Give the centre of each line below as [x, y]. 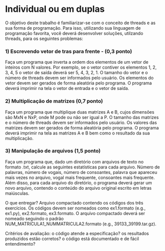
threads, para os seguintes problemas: [44, 39]
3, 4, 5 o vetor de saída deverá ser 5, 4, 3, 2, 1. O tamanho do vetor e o [77, 73]
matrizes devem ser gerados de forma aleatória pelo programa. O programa [82, 127]
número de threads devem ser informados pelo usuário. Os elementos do [79, 78]
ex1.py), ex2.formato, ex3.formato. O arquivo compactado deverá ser [75, 213]
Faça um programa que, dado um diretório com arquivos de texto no [74, 162]
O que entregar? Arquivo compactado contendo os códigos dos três [74, 203]
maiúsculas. [17, 193]
